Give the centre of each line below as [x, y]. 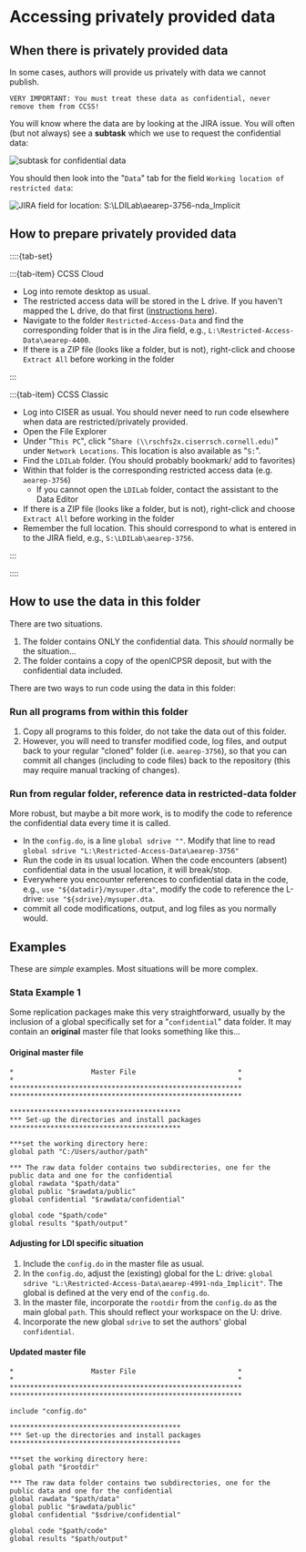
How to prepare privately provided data [123, 234]
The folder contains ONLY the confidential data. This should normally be [158, 641]
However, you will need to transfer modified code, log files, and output [154, 740]
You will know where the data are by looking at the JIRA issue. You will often [152, 123]
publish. [24, 82]
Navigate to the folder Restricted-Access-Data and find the [133, 320]
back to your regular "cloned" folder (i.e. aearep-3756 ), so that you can [154, 750]
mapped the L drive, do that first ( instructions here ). [120, 311]
